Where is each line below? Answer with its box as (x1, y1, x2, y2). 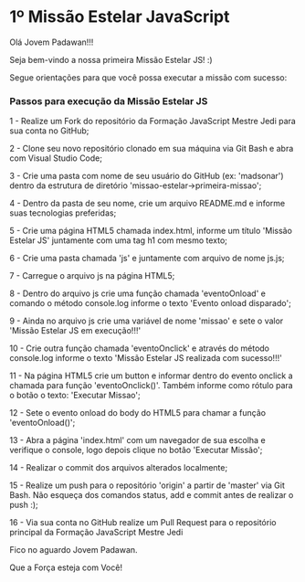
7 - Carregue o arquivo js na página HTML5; (9, 270, 175, 281)
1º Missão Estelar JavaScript (9, 6, 230, 27)
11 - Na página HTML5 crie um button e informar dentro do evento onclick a (9, 370, 293, 381)
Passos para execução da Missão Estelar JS (9, 94, 208, 107)
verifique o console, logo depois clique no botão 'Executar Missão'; (9, 445, 263, 456)
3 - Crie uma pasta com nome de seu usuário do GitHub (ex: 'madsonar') (9, 171, 285, 182)
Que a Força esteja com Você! (9, 562, 123, 573)
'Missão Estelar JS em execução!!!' (9, 325, 142, 336)
